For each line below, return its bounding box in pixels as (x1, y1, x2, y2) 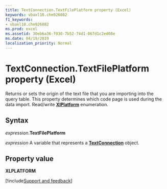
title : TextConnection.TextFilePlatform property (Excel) (5, 7, 131, 13)
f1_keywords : (5, 17, 33, 22)
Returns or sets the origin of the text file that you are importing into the (5, 90, 154, 97)
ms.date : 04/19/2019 (5, 36, 50, 41)
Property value (5, 154, 54, 163)
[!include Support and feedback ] (5, 178, 73, 184)
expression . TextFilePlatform (5, 130, 66, 136)
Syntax (5, 116, 29, 125)
